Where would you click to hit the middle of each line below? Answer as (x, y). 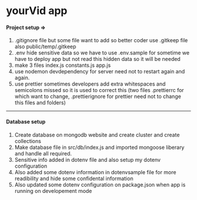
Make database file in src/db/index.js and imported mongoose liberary (99, 147)
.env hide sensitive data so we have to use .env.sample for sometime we (102, 53)
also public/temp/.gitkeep (45, 47)
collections (28, 141)
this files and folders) (40, 103)
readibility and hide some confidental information (74, 178)
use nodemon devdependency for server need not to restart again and (100, 72)
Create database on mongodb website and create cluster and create (97, 135)
